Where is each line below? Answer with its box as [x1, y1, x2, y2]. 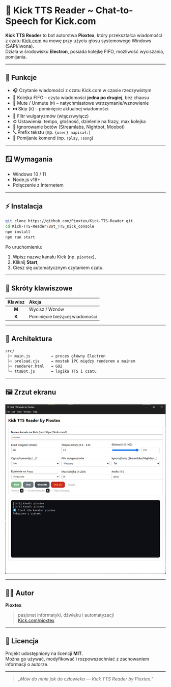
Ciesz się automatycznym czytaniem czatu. [12, 264, 104, 271]
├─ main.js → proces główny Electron [7, 353, 106, 359]
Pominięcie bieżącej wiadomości [28, 313, 98, 319]
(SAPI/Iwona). [5, 43, 35, 49]
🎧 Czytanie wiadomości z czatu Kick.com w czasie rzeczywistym [12, 87, 152, 93]
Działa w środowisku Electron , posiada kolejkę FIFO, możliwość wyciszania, [5, 48, 164, 54]
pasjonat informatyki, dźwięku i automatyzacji [17, 612, 115, 618]
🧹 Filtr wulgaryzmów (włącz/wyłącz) [12, 113, 89, 119]
